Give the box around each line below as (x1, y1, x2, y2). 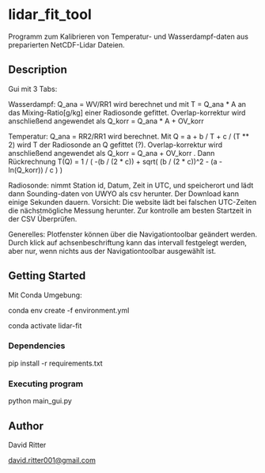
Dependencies (8, 340, 66, 351)
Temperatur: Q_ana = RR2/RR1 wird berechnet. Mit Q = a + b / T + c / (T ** (8, 131, 249, 141)
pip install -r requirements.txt (8, 358, 103, 368)
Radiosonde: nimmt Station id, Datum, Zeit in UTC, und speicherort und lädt (8, 180, 254, 190)
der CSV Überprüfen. (8, 214, 78, 223)
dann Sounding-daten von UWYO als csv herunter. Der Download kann (8, 188, 240, 199)
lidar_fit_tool (8, 6, 93, 24)
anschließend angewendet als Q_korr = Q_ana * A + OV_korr (8, 116, 204, 126)
